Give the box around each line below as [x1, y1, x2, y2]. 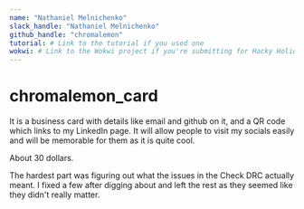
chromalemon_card [9, 86, 158, 107]
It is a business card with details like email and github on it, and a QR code [9, 116, 286, 127]
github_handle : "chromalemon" [9, 30, 124, 39]
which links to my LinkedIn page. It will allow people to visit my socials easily [9, 126, 295, 137]
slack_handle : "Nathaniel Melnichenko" [9, 22, 160, 31]
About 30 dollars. [9, 153, 74, 164]
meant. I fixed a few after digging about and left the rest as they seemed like [9, 180, 293, 191]
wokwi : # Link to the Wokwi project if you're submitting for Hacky [9, 47, 273, 56]
